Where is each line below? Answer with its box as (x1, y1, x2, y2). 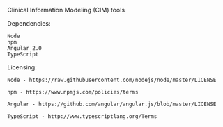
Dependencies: (7, 19, 51, 27)
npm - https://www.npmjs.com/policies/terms (7, 89, 139, 96)
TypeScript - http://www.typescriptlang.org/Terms (7, 113, 157, 120)
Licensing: (7, 63, 37, 71)
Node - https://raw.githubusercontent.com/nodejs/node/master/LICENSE (7, 76, 217, 83)
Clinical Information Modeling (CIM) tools (7, 6, 125, 14)
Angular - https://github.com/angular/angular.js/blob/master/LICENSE (7, 101, 217, 108)
